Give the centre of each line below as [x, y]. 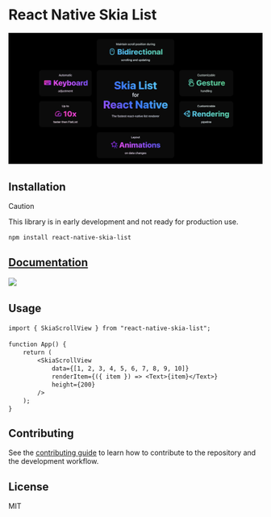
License [29, 487]
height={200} [73, 385]
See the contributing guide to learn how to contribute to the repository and [132, 452]
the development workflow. [54, 461]
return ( [38, 352]
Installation [37, 187]
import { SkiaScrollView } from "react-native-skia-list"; [110, 328]
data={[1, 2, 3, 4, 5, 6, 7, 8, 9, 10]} [120, 369]
